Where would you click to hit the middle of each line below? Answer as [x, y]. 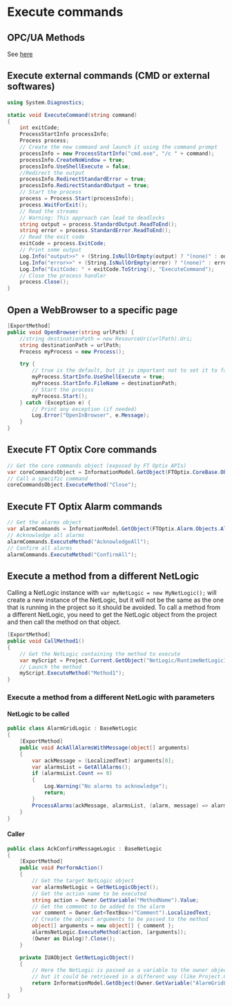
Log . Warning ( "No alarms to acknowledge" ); [106, 786]
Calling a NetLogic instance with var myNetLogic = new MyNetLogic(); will [112, 593]
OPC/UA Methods [46, 38]
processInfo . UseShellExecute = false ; [75, 167]
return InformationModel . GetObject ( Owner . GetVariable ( [113, 983]
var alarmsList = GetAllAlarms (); [81, 767]
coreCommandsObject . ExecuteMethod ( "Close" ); [72, 485]
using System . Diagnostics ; [46, 102]
